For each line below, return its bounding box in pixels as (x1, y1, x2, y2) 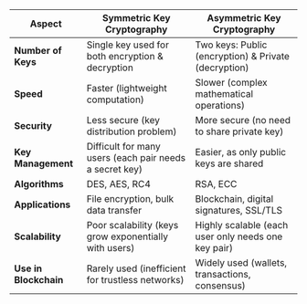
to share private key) (195, 125, 284, 138)
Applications (14, 198, 71, 211)
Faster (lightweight (86, 82, 167, 94)
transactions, (195, 268, 251, 280)
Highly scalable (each (195, 219, 289, 231)
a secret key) (86, 163, 143, 175)
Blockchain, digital (195, 193, 274, 204)
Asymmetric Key (206, 12, 281, 24)
